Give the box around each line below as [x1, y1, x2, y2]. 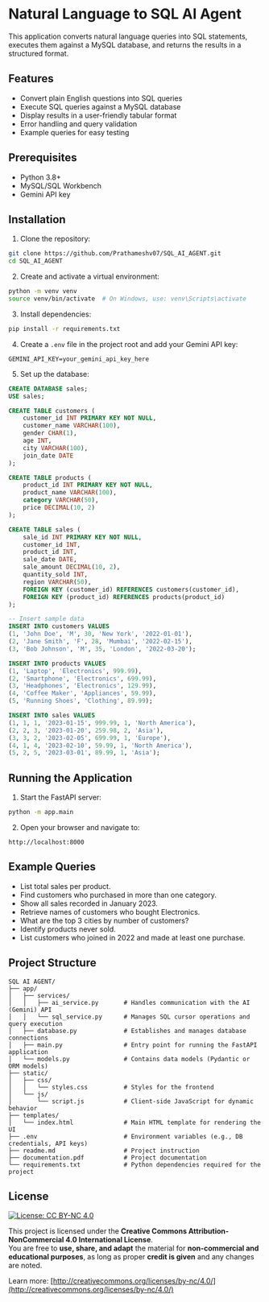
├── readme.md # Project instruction [8, 1147, 200, 1155]
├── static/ [8, 1068, 48, 1077]
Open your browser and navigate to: [19, 822, 140, 832]
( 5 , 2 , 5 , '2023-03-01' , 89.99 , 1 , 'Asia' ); [8, 749, 160, 757]
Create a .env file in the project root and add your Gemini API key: [19, 339, 238, 349]
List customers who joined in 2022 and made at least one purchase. [19, 932, 246, 942]
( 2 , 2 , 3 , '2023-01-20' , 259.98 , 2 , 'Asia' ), [8, 726, 163, 734]
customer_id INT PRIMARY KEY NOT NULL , [23, 414, 157, 423]
